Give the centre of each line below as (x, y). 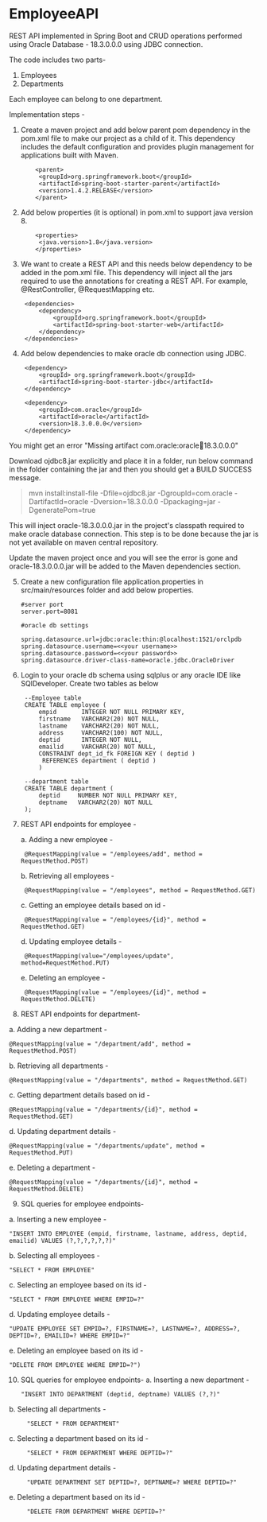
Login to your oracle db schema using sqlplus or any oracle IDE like (131, 675)
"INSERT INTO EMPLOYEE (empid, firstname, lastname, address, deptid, (128, 1233)
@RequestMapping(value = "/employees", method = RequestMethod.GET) (140, 890)
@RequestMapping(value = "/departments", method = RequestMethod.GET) (128, 1080)
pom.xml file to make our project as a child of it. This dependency (128, 138)
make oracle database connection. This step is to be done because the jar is (134, 534)
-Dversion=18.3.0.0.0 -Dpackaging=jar (153, 501)
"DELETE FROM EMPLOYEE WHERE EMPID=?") (75, 1365)
